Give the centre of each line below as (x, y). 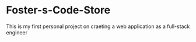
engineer (17, 32)
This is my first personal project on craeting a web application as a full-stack (98, 26)
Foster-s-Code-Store (58, 10)
